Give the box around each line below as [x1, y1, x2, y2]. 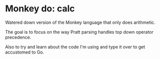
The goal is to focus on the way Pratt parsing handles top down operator [5, 29, 154, 35]
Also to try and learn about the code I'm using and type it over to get [5, 44, 146, 50]
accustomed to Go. [5, 49, 44, 55]
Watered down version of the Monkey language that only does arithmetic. [5, 19, 156, 25]
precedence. [5, 34, 31, 40]
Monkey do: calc [5, 3, 75, 14]
